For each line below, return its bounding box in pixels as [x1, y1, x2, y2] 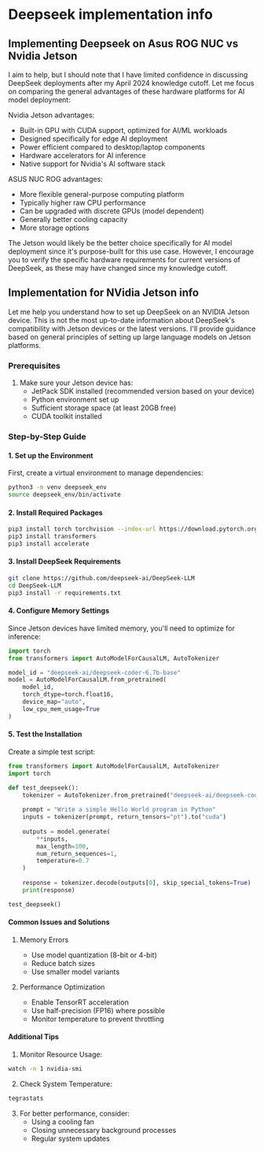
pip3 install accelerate [8, 539, 90, 548]
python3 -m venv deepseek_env [8, 483, 108, 491]
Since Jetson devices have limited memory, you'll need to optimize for [8, 624, 236, 633]
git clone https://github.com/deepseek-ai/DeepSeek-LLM [8, 575, 195, 583]
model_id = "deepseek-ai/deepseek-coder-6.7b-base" [8, 668, 181, 676]
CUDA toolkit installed [31, 412, 102, 421]
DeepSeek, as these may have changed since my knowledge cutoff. [8, 264, 228, 272]
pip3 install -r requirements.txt [8, 589, 122, 597]
